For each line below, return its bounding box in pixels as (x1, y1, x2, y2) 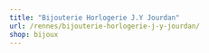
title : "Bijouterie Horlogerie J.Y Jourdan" (9, 13, 180, 22)
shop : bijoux (9, 30, 59, 39)
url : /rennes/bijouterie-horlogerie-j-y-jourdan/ (9, 22, 201, 31)
